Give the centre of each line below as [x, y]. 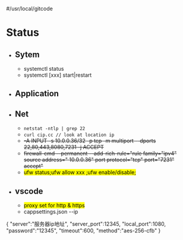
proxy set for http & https [54, 206]
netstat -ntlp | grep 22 [54, 129]
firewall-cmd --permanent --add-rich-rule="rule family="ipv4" [100, 153]
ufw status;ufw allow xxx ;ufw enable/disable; [80, 172]
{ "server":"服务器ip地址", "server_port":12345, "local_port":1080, [86, 224]
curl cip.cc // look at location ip [69, 135]
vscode [29, 191]
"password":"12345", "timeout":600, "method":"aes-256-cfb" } [83, 230]
